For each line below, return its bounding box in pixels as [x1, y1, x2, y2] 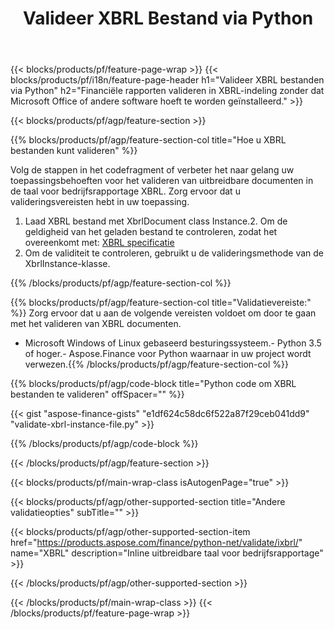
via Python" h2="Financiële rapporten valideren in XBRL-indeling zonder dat [10, 85, 325, 97]
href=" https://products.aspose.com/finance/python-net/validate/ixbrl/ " [10, 537, 303, 549]
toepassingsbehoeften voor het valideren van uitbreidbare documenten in [10, 175, 314, 187]
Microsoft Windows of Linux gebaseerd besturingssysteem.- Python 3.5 [24, 337, 322, 349]
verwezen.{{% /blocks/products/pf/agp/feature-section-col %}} [24, 358, 289, 371]
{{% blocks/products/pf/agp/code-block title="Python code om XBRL [10, 378, 297, 390]
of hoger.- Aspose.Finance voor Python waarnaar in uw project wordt [24, 348, 312, 360]
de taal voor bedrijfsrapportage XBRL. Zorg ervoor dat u [10, 185, 241, 197]
